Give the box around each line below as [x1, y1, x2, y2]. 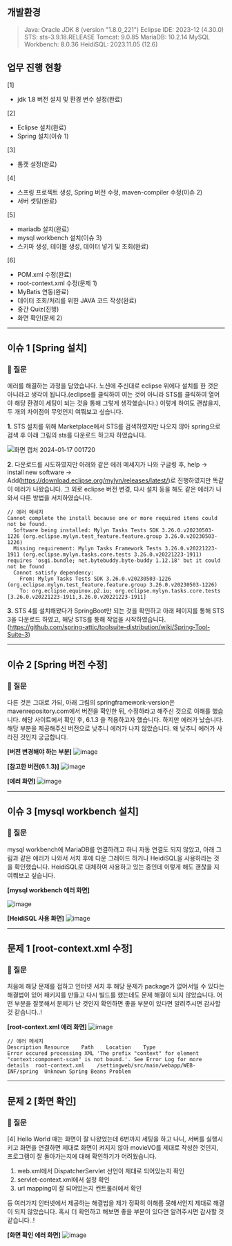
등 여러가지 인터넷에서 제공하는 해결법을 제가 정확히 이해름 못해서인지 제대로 [7, 1199, 212, 1207]
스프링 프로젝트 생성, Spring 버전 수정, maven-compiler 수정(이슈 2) [17, 188, 203, 196]
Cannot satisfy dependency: [13, 570, 95, 577]
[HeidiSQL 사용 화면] [7, 914, 64, 922]
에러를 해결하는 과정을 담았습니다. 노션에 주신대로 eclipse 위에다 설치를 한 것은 [7, 381, 219, 390]
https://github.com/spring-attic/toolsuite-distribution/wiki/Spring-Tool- [9, 623, 211, 631]
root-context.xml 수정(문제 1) [17, 279, 98, 287]
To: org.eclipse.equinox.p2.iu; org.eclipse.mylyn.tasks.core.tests [19, 588, 221, 595]
